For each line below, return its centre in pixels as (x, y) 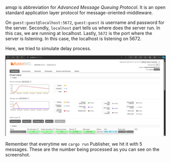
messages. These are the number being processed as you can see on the (82, 149)
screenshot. (18, 154)
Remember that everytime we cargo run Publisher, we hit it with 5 (74, 144)
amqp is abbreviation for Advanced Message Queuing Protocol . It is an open (85, 7)
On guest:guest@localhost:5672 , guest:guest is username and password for (85, 23)
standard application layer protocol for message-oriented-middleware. (79, 13)
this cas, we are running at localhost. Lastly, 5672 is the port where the (79, 33)
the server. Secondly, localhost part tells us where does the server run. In (83, 28)
